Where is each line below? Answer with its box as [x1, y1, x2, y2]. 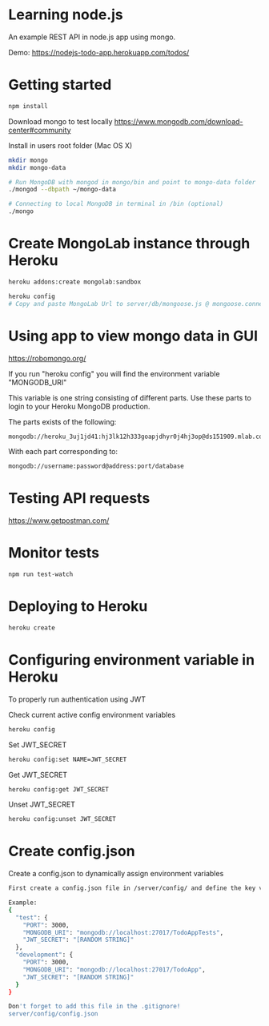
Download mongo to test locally [8, 116, 113, 126]
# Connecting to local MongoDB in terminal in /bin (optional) [8, 200, 224, 208]
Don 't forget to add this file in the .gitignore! [8, 1003, 181, 1011]
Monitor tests [8, 544, 100, 562]
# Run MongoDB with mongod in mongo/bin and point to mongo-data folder [8, 178, 256, 186]
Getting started [8, 76, 112, 94]
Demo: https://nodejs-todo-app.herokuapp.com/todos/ [8, 47, 190, 57]
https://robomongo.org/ [8, 353, 86, 363]
